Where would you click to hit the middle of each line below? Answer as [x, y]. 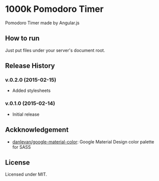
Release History [30, 66]
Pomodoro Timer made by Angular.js [42, 23]
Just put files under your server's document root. [55, 50]
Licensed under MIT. [26, 175]
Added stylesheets [31, 90]
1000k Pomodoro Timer [54, 9]
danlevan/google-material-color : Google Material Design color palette [83, 141]
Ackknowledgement [37, 130]
